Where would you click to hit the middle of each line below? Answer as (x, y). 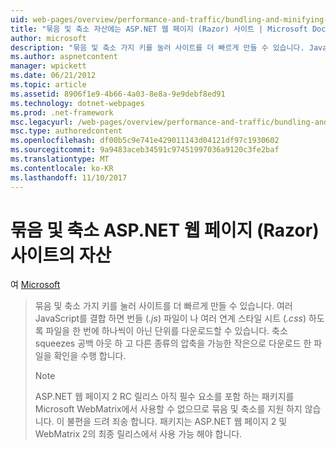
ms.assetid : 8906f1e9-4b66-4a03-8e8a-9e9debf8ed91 (118, 94)
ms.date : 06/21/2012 (53, 76)
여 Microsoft (35, 285)
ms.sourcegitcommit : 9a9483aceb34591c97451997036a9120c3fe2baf (145, 150)
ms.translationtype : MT (60, 159)
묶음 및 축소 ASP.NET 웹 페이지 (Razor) (165, 230)
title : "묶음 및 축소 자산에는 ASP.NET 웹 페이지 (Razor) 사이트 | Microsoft (159, 29)
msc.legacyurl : (42, 122)
